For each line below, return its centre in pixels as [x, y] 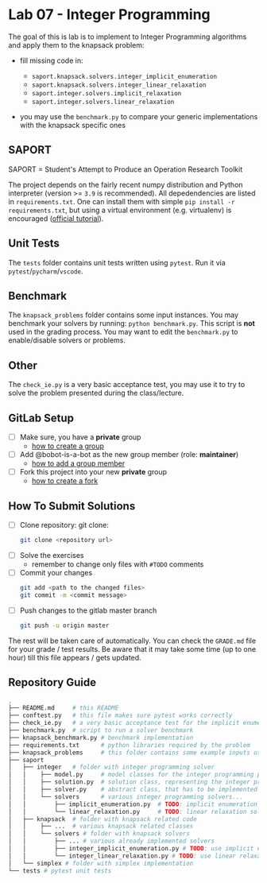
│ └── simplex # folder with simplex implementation [101, 863]
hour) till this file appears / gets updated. [75, 657]
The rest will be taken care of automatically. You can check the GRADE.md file [132, 641]
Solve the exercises [52, 555]
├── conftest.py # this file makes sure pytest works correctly [120, 716]
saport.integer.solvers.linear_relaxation [103, 102]
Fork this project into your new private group [93, 472]
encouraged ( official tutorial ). [56, 218]
